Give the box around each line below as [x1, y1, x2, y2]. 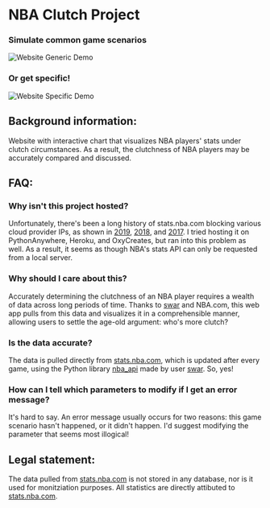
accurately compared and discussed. [8, 153, 131, 163]
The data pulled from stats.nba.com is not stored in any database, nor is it [8, 473, 254, 484]
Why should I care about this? [8, 273, 127, 284]
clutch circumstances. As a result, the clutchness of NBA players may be [8, 144, 250, 154]
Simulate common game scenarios [8, 35, 147, 46]
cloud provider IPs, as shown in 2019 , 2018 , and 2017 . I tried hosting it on [8, 227, 250, 237]
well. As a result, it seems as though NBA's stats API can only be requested [8, 244, 258, 254]
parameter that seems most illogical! [8, 429, 130, 440]
